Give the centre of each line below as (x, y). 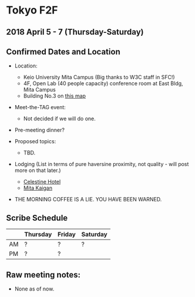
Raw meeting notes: (43, 274)
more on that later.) (38, 170)
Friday (67, 234)
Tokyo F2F (32, 10)
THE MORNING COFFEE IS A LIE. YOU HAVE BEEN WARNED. (88, 200)
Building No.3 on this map (55, 96)
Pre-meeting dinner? (39, 130)
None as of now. (34, 289)
